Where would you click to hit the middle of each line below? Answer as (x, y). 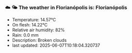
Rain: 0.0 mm (25, 35)
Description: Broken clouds (39, 40)
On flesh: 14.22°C (30, 25)
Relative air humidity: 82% (38, 30)
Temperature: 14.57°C (34, 20)
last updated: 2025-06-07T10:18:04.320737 (56, 45)
